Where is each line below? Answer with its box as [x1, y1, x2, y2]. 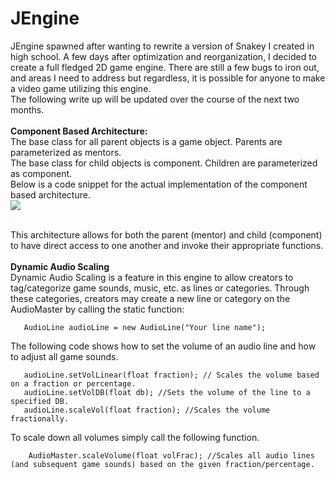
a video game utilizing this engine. [10, 82, 152, 94]
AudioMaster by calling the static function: [10, 303, 185, 315]
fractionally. [10, 413, 70, 424]
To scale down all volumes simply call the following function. [10, 431, 260, 443]
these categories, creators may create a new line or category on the [10, 292, 291, 304]
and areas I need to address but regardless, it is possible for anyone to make [10, 72, 326, 84]
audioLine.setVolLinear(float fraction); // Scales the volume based [23, 370, 320, 380]
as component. [10, 167, 73, 179]
